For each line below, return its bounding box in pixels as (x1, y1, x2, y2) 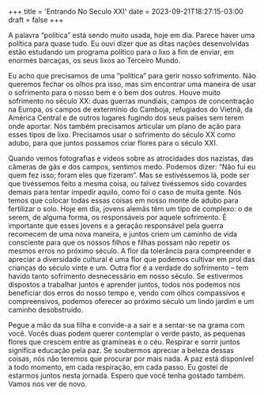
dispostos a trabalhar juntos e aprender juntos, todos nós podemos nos (8, 280, 241, 289)
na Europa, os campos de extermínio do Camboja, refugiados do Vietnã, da (8, 104, 253, 114)
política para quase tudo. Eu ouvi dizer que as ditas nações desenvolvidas (8, 39, 250, 48)
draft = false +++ (8, 15, 64, 25)
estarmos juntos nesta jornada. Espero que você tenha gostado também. (8, 371, 246, 380)
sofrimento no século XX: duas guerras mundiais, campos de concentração (8, 97, 255, 105)
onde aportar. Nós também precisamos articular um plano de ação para (8, 122, 241, 131)
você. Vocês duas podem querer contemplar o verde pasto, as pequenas (8, 329, 246, 338)
